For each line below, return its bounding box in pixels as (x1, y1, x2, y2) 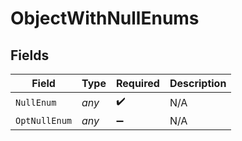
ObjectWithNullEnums (10, 7, 200, 30)
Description (169, 77, 227, 90)
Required (115, 77, 160, 90)
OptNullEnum (15, 115, 73, 126)
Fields (10, 47, 50, 64)
